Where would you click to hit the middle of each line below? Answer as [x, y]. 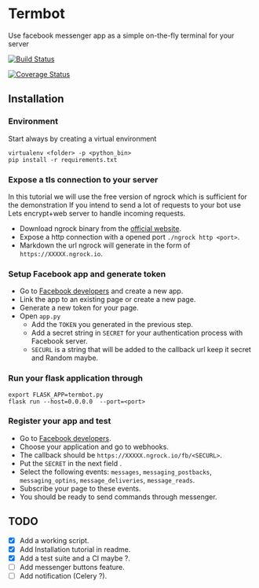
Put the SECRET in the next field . [71, 463]
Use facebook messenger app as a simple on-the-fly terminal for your [121, 35]
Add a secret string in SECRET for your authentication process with [137, 333]
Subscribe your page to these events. [80, 488]
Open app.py [40, 316]
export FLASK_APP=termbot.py [56, 395]
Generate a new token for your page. [79, 308]
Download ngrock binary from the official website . [100, 228]
